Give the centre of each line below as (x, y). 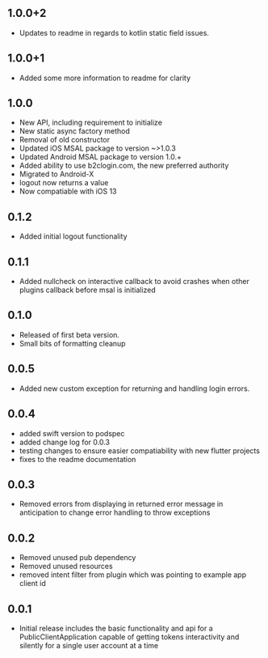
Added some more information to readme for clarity (105, 78)
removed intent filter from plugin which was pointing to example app (133, 575)
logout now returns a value (64, 183)
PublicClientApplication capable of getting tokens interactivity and (129, 637)
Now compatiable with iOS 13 (68, 191)
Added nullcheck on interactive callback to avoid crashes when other (134, 282)
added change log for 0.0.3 (65, 442)
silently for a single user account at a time (89, 645)
